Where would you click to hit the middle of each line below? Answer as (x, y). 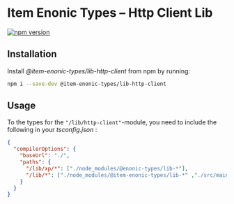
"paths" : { (36, 162)
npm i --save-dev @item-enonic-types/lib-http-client (87, 84)
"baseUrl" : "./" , (45, 156)
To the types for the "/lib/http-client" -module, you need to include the (112, 122)
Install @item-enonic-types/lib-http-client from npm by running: (99, 71)
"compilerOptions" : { (45, 149)
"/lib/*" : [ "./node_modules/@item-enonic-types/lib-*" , (110, 175)
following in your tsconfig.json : (52, 130)
